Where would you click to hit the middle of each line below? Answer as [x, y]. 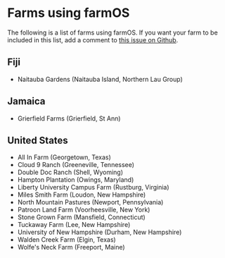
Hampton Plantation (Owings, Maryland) [76, 180]
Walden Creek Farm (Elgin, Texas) [66, 240]
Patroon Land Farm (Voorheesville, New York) [84, 210]
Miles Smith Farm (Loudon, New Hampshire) [82, 195]
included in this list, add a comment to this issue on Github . [93, 39]
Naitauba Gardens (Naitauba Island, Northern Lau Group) [100, 79]
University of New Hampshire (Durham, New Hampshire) [99, 232]
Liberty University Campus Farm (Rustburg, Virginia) [94, 188]
